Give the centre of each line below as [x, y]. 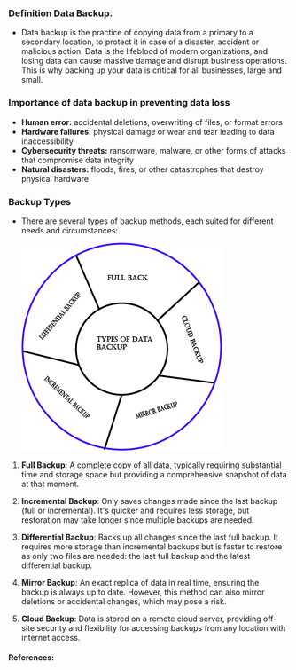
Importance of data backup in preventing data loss [119, 103]
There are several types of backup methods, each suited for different [147, 221]
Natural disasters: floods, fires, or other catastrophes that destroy [142, 169]
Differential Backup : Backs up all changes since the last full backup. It [150, 537]
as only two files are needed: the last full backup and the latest [136, 556]
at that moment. [50, 484]
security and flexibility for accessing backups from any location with [161, 627]
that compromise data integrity [78, 160]
